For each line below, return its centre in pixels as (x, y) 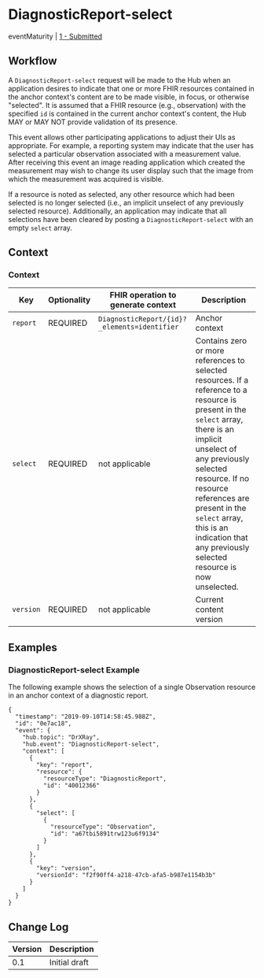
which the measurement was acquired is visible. (86, 179)
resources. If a (222, 380)
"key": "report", (64, 765)
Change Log (38, 927)
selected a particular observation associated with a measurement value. (125, 154)
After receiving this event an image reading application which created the (127, 162)
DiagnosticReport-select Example (74, 669)
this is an (212, 528)
